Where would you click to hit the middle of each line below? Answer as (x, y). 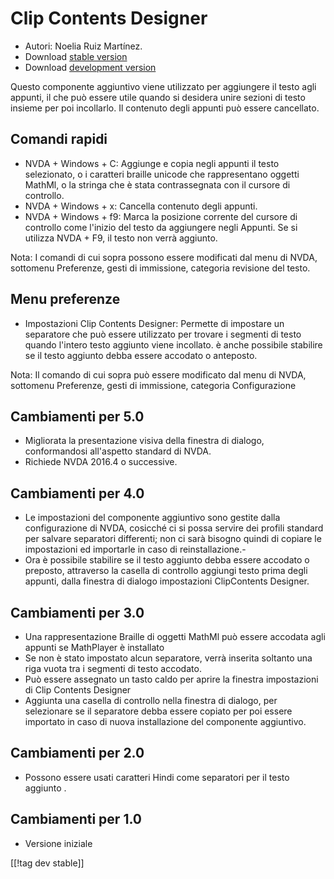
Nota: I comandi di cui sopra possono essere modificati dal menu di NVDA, (164, 257)
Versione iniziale (58, 843)
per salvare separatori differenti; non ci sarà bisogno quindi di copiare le (173, 539)
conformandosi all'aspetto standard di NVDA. (118, 451)
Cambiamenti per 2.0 (77, 753)
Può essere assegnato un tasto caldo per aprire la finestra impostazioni (171, 679)
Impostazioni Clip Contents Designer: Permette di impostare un (154, 323)
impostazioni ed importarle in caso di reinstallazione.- (135, 549)
